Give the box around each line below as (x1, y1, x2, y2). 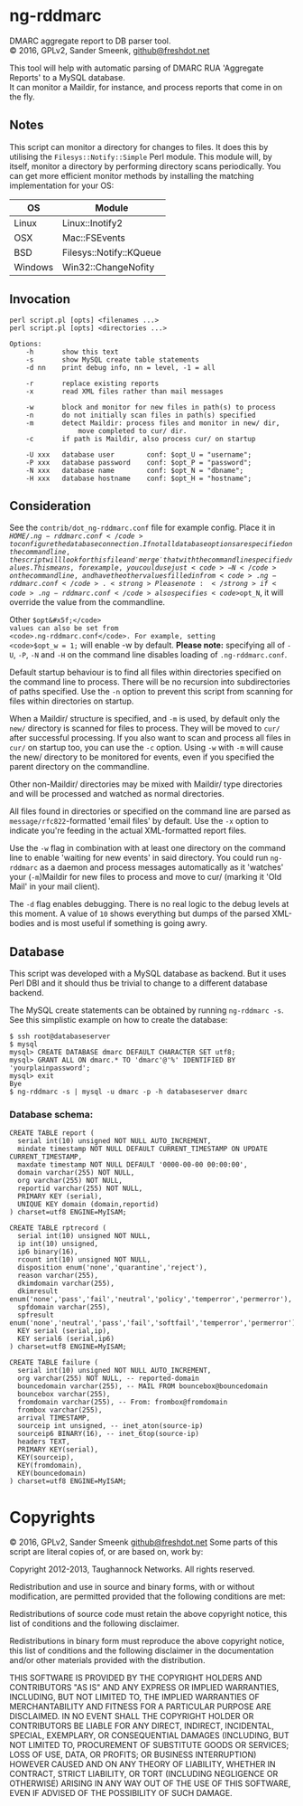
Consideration (9, 498, 92, 514)
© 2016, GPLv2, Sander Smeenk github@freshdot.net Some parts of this (9, 1537, 278, 1547)
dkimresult (17, 1287, 59, 1296)
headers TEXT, (17, 1437, 70, 1447)
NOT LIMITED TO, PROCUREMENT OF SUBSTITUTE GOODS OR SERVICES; (9, 1740, 289, 1751)
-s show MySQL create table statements (25, 355, 200, 364)
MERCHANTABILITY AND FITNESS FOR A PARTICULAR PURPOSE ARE (9, 1701, 272, 1712)
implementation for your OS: (9, 180, 115, 191)
